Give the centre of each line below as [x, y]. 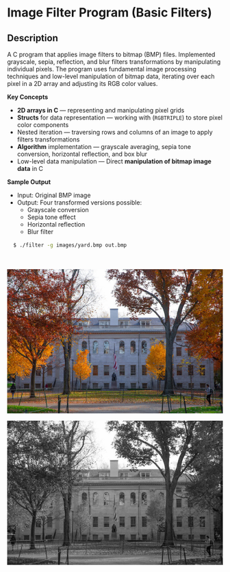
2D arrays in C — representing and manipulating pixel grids [101, 110]
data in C [30, 169]
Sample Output [29, 182]
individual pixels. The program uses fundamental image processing [102, 69]
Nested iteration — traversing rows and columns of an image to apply [115, 132]
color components [43, 125]
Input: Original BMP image [54, 195]
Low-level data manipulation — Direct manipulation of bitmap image [114, 161]
